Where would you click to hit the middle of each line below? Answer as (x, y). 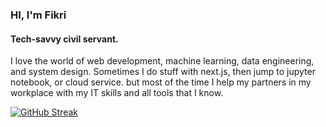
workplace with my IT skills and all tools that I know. (117, 93)
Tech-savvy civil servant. (64, 39)
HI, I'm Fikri (38, 15)
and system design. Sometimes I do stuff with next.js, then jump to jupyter (163, 72)
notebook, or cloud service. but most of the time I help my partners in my (161, 82)
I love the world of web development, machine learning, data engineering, (162, 61)
